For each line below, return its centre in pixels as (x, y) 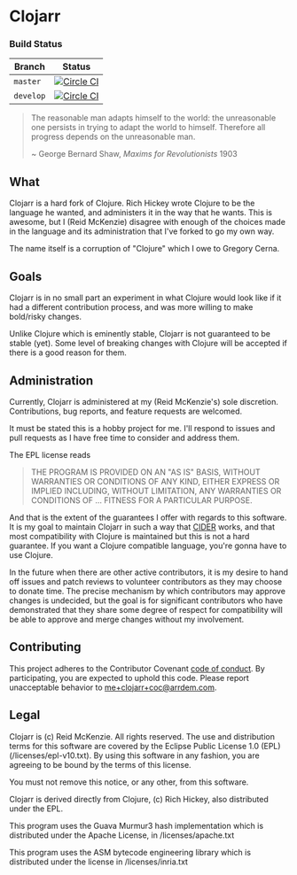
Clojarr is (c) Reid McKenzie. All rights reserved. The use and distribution (142, 736)
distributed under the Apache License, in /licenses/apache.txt (122, 835)
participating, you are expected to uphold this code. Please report (129, 678)
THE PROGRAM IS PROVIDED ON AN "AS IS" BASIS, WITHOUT (145, 472)
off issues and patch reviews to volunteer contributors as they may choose (145, 581)
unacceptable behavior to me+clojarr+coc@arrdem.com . (113, 687)
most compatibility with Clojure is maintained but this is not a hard (129, 536)
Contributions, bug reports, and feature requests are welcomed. (126, 411)
